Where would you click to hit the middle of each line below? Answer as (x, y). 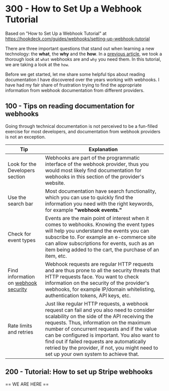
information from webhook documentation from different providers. (75, 90)
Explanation (103, 149)
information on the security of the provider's (97, 283)
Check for (19, 233)
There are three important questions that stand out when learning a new (80, 48)
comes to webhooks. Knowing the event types (100, 224)
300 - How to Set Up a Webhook (73, 9)
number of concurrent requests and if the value (101, 329)
